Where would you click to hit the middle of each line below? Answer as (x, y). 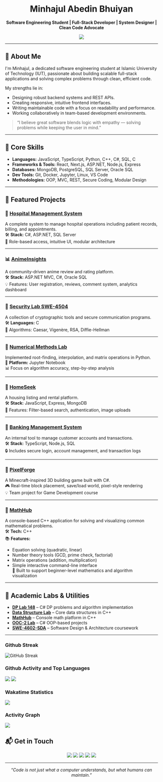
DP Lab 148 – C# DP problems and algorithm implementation (73, 607)
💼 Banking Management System (43, 427)
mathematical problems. (29, 526)
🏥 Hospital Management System (44, 213)
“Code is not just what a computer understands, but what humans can (81, 770)
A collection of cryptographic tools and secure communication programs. (78, 317)
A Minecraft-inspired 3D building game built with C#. (58, 480)
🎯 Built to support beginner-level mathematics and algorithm (72, 570)
